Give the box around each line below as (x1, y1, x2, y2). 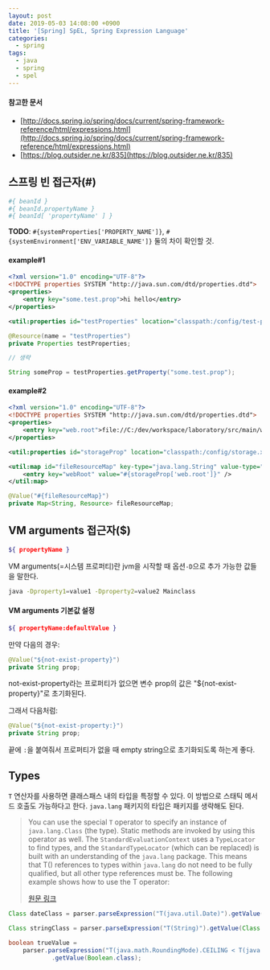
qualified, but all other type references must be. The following (27, 869, 233, 878)
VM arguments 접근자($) (8, 524, 131, 537)
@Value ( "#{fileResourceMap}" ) (8, 492, 110, 500)
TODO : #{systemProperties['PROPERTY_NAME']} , (8, 227, 165, 236)
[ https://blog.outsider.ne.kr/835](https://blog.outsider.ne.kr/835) (19, 150, 233, 159)
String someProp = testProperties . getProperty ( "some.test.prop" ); (8, 368, 235, 376)
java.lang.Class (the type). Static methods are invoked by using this (27, 826, 256, 835)
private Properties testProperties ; (8, 339, 131, 347)
